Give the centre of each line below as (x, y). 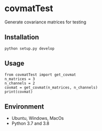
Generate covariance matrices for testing (45, 22)
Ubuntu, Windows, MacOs (37, 118)
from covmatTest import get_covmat (40, 75)
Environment (24, 106)
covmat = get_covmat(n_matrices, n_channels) (51, 87)
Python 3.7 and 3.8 (30, 123)
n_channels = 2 (20, 83)
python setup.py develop (29, 48)
